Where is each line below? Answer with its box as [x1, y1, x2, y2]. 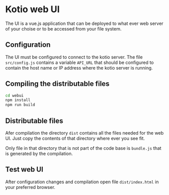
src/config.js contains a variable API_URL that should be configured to [5, 59, 154, 66]
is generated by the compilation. [5, 151, 73, 156]
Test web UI [5, 165, 43, 174]
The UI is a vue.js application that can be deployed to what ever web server [5, 20, 164, 26]
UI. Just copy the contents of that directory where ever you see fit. [5, 136, 145, 141]
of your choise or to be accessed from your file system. [5, 25, 122, 31]
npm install [5, 97, 31, 103]
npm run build [5, 103, 36, 108]
